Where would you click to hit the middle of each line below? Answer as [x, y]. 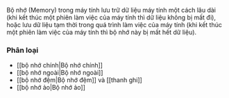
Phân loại [23, 50]
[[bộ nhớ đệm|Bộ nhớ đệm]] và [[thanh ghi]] [79, 80]
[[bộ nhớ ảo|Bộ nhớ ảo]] [51, 88]
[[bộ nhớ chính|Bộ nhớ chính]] [60, 65]
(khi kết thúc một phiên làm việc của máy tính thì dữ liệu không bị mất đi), [111, 17]
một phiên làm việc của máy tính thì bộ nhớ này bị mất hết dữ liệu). [102, 32]
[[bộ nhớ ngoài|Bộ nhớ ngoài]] [60, 73]
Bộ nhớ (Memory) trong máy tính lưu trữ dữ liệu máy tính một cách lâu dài [111, 10]
